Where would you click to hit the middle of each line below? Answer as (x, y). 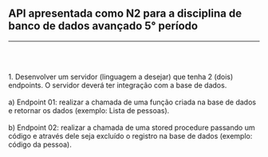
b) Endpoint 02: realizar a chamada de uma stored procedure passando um (132, 128)
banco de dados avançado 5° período (103, 26)
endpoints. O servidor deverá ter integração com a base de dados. (118, 85)
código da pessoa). (40, 144)
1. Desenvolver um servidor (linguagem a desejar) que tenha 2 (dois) (121, 77)
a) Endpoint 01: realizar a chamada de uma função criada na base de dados (132, 102)
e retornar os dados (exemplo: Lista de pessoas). (89, 110)
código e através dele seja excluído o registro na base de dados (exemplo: (130, 135)
